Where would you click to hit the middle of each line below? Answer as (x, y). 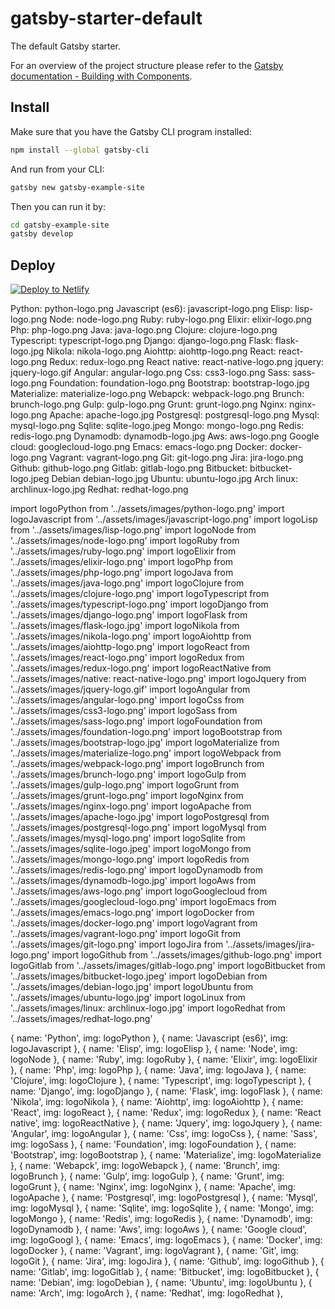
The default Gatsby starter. (66, 46)
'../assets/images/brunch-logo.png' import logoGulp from (128, 774)
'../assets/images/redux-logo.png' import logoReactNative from (141, 668)
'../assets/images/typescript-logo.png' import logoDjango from (139, 604)
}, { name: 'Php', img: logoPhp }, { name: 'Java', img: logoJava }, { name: (158, 1070)
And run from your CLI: (57, 169)
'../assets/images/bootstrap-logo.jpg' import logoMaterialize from (145, 743)
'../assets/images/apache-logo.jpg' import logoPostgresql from (140, 817)
